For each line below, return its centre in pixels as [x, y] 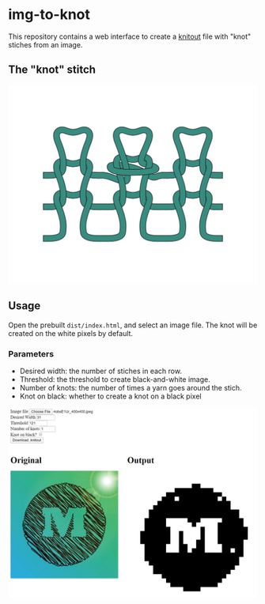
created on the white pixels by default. [70, 333]
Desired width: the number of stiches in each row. [100, 371]
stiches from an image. [45, 44]
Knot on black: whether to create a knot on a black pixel [110, 396]
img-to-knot [49, 15]
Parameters [31, 353]
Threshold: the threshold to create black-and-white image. [115, 379]
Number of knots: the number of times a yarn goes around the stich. [131, 387]
